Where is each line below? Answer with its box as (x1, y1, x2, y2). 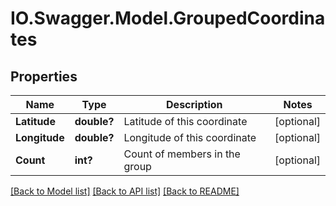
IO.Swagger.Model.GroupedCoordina (10, 7, 326, 30)
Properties (10, 68, 78, 85)
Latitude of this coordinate (123, 115, 248, 128)
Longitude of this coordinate (123, 131, 257, 144)
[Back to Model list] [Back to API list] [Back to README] (10, 185, 240, 197)
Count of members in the (123, 147, 241, 161)
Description (166, 98, 223, 111)
